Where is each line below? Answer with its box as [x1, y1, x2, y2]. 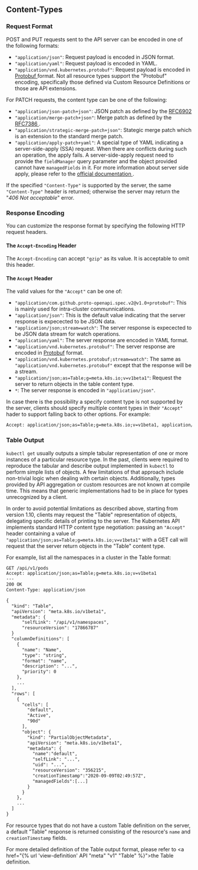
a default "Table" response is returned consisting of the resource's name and [6, 828, 191, 835]
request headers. [6, 228, 48, 235]
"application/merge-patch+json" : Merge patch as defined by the [14, 114, 172, 121]
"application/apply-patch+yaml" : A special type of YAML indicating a [14, 138, 184, 146]
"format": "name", [21, 658, 67, 664]
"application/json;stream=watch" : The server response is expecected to [14, 324, 192, 332]
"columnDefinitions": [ [11, 636, 70, 642]
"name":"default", [32, 751, 78, 757]
